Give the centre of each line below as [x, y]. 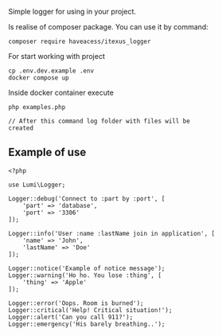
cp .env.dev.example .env [51, 71]
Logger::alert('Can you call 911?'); [71, 317]
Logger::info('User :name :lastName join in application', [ [112, 233]
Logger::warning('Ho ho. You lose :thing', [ [85, 275]
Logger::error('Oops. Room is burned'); [76, 303]
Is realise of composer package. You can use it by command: [108, 27]
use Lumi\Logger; [37, 185]
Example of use [47, 152]
